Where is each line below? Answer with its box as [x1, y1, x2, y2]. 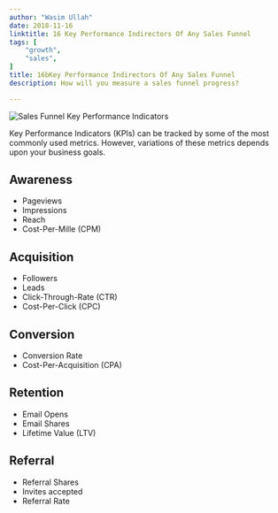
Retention [9, 386, 65, 401]
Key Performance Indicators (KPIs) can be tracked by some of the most [9, 127, 270, 138]
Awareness [9, 172, 73, 188]
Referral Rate [21, 495, 71, 506]
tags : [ [9, 37, 38, 47]
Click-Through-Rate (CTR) [21, 292, 118, 302]
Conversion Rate [21, 350, 83, 361]
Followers [21, 273, 58, 284]
